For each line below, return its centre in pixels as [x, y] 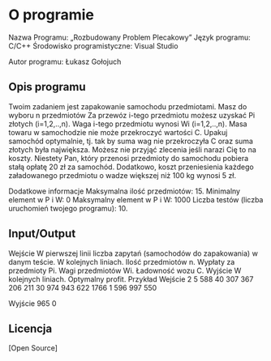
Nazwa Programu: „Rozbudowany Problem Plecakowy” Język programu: [130, 37]
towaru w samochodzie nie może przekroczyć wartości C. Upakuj [118, 132]
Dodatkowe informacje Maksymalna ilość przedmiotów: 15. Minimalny [125, 191]
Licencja [30, 328]
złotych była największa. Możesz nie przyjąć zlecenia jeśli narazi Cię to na [133, 149]
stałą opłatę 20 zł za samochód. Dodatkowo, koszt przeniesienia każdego [131, 167]
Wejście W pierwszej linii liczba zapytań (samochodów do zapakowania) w [133, 253]
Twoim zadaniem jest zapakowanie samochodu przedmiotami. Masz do [128, 106]
